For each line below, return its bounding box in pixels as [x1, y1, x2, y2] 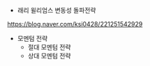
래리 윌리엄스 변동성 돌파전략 [17, 6, 96, 14]
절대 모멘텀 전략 [27, 43, 71, 51]
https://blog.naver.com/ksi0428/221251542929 [7, 20, 143, 28]
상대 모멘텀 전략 [27, 51, 71, 60]
